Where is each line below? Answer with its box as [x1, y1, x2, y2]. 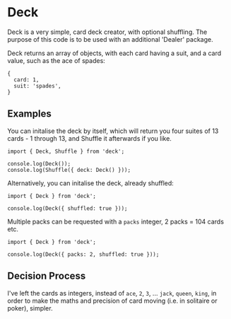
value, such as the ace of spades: [7, 56, 106, 64]
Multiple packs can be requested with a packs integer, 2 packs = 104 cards [7, 217, 225, 226]
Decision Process [7, 270, 86, 282]
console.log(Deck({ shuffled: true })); [7, 204, 129, 212]
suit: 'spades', [13, 82, 61, 89]
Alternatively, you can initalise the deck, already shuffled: [7, 178, 174, 187]
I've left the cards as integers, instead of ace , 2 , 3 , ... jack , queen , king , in [7, 289, 217, 297]
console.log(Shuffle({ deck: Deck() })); [7, 166, 131, 173]
